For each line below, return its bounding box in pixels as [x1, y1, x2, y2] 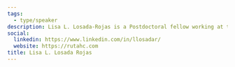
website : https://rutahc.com [13, 43, 99, 50]
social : [7, 29, 30, 37]
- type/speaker [13, 17, 58, 24]
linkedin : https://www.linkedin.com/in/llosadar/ [13, 36, 161, 43]
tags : [7, 10, 23, 17]
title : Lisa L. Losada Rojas [7, 50, 92, 57]
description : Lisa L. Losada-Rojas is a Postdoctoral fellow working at [7, 23, 224, 30]
